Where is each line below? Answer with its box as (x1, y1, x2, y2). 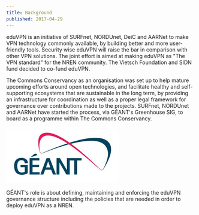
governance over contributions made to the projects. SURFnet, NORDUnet (6, 102, 189, 109)
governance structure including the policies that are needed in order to (6, 195, 181, 202)
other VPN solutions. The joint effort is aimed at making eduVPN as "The (6, 52, 186, 59)
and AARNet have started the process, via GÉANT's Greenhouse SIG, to (6, 108, 183, 116)
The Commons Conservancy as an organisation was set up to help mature (6, 77, 189, 84)
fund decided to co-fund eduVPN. (6, 65, 91, 72)
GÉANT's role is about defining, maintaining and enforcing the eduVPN (6, 189, 181, 196)
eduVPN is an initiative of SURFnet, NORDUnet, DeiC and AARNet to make (6, 33, 189, 40)
